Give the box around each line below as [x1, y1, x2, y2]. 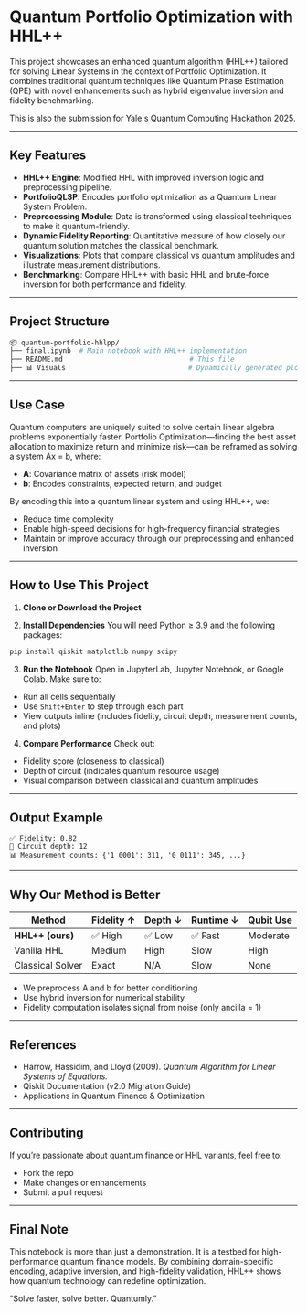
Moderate [248, 929, 291, 942]
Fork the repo [22, 1167, 75, 1178]
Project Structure [9, 313, 110, 330]
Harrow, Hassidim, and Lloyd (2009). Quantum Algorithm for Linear [22, 1062, 276, 1072]
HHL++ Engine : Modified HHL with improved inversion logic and [22, 172, 265, 183]
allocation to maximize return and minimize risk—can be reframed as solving [9, 440, 298, 451]
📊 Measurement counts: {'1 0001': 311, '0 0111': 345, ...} [9, 852, 246, 861]
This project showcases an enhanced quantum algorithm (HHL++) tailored [9, 56, 289, 67]
